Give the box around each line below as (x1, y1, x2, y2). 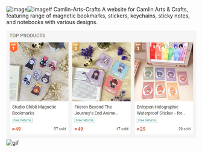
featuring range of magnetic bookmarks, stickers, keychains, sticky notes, (6, 12, 190, 19)
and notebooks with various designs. (6, 19, 98, 25)
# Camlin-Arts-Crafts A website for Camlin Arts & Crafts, (48, 6, 189, 13)
